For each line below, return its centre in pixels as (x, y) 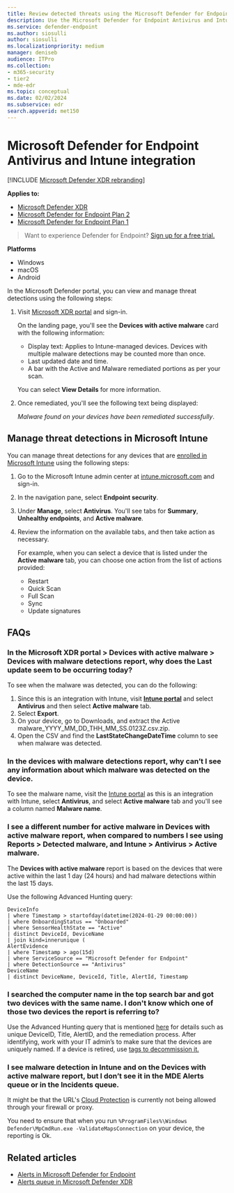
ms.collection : (29, 66)
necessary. (33, 539)
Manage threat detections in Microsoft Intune (108, 438)
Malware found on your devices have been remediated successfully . (116, 416)
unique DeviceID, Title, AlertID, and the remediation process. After (102, 1034)
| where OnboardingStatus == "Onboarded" (68, 922)
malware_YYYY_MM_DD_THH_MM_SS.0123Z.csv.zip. (94, 729)
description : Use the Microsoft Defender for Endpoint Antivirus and (110, 20)
